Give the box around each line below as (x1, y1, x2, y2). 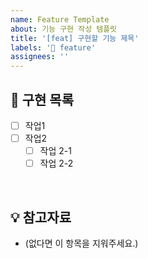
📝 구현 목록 (10, 91, 75, 108)
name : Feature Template (10, 14, 110, 25)
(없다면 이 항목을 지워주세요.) (24, 237, 139, 249)
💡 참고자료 (10, 209, 72, 226)
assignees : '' (10, 52, 70, 62)
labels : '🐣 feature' (10, 42, 97, 53)
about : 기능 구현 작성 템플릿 (10, 24, 118, 34)
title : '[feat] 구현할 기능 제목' (10, 33, 140, 43)
